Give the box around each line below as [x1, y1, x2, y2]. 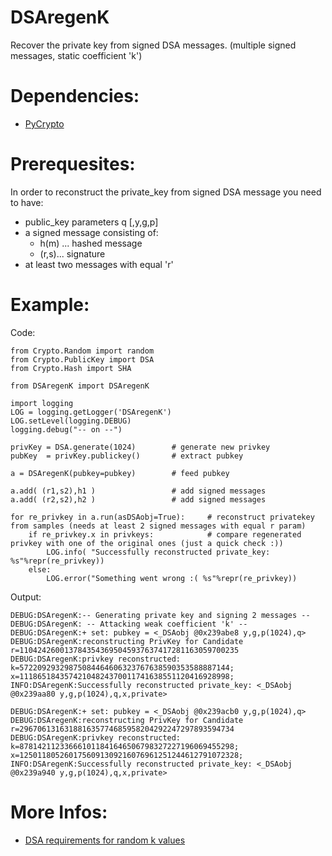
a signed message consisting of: [24, 226, 159, 238]
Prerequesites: [10, 153, 136, 176]
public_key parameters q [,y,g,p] [24, 216, 159, 228]
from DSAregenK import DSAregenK [10, 381, 150, 391]
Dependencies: [10, 85, 140, 108]
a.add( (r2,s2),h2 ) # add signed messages [10, 494, 267, 505]
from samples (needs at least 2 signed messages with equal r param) [10, 521, 307, 531]
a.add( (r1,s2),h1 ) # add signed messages [10, 486, 267, 496]
